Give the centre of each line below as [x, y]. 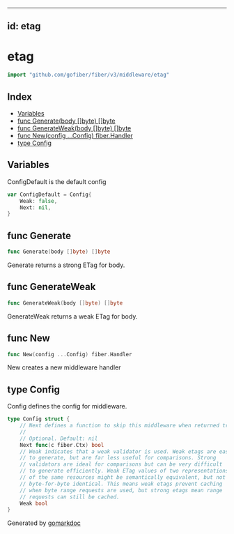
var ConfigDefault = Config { [49, 194]
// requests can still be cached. [70, 497]
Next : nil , [36, 207]
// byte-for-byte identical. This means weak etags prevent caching [121, 484]
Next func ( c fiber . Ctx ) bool [62, 445]
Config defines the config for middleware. [67, 406]
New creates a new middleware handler [64, 367]
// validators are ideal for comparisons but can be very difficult [121, 464]
